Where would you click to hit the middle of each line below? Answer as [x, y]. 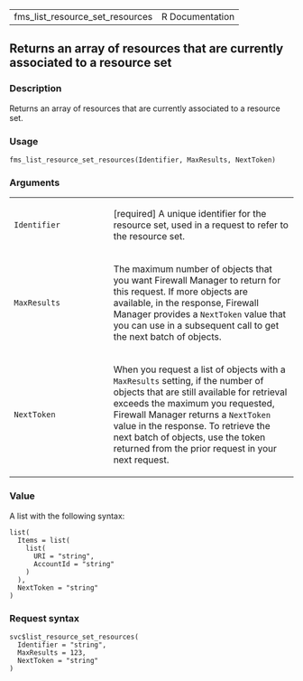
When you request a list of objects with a [199, 369]
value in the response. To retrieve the [192, 426]
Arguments [35, 182]
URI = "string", [64, 556]
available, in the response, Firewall [186, 303]
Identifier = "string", [62, 645]
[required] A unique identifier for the [190, 214]
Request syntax [44, 618]
